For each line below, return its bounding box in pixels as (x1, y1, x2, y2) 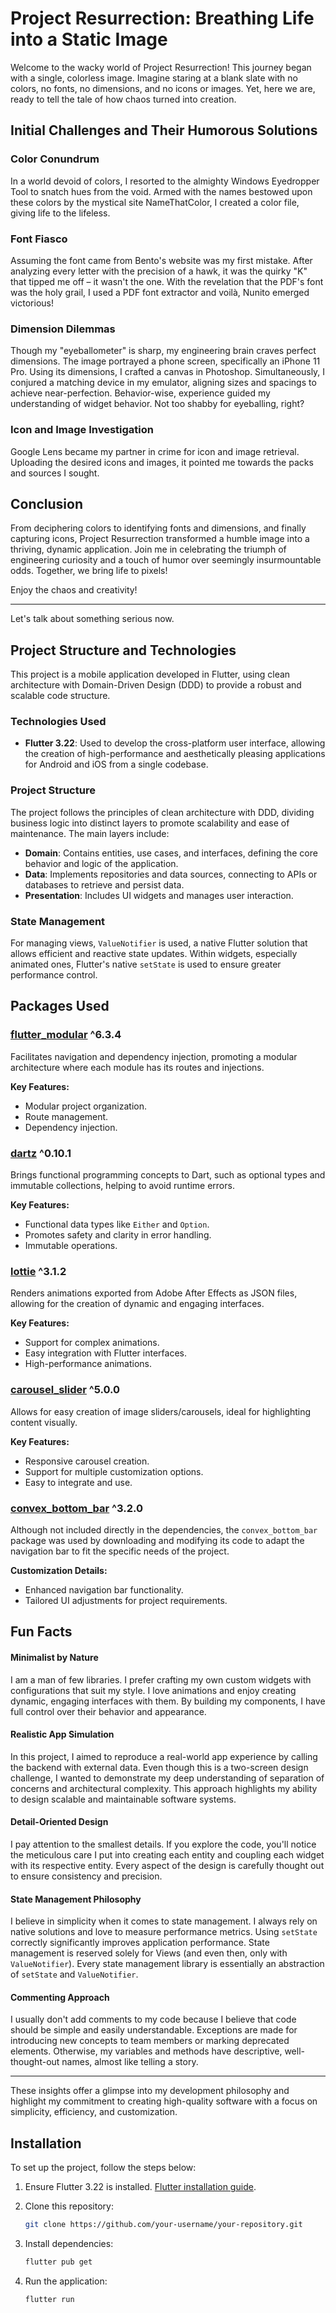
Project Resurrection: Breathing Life (10, 7, 315, 30)
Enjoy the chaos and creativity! (10, 584, 138, 596)
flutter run (24, 2294, 75, 2304)
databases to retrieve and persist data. (24, 878, 185, 891)
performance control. (10, 969, 98, 981)
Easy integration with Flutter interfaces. (24, 1347, 187, 1359)
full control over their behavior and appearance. (10, 1705, 207, 1717)
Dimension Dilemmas (10, 322, 116, 336)
